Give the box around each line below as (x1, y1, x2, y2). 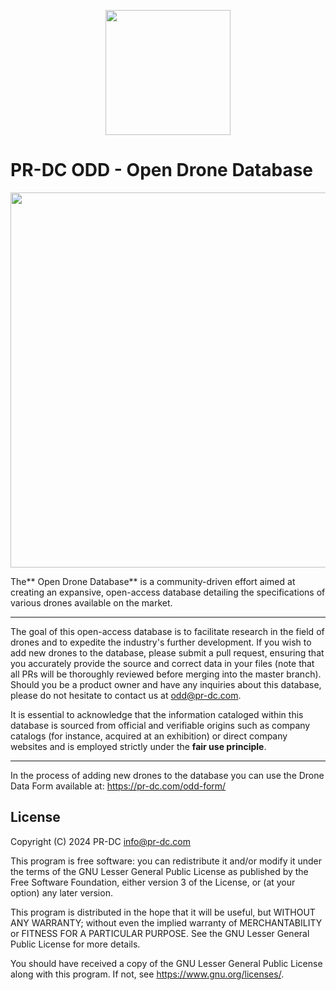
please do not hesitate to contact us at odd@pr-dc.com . (10, 689, 242, 701)
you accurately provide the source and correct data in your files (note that (10, 657, 315, 669)
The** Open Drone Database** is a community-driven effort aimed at (10, 575, 296, 587)
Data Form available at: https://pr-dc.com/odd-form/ (10, 780, 227, 792)
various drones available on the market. (10, 596, 173, 609)
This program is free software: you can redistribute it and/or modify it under (10, 855, 322, 867)
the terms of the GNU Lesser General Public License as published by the (10, 865, 309, 877)
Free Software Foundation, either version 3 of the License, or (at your (10, 876, 296, 888)
